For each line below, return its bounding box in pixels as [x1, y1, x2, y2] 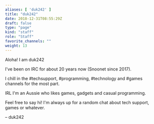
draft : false [5, 20, 32, 26]
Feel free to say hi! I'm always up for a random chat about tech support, [5, 99, 149, 105]
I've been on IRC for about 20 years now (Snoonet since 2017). [5, 66, 132, 72]
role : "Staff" [5, 35, 34, 39]
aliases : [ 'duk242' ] [5, 7, 51, 12]
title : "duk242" [5, 12, 38, 17]
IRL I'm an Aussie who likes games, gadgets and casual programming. [5, 90, 146, 96]
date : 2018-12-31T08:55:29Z [5, 16, 63, 21]
